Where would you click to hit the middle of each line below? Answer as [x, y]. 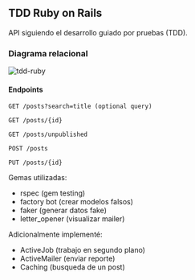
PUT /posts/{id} [35, 163]
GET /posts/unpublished [48, 135]
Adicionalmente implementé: [55, 235]
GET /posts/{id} [35, 121]
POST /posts [28, 149]
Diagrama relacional [48, 53]
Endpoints [26, 89]
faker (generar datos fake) [63, 210]
